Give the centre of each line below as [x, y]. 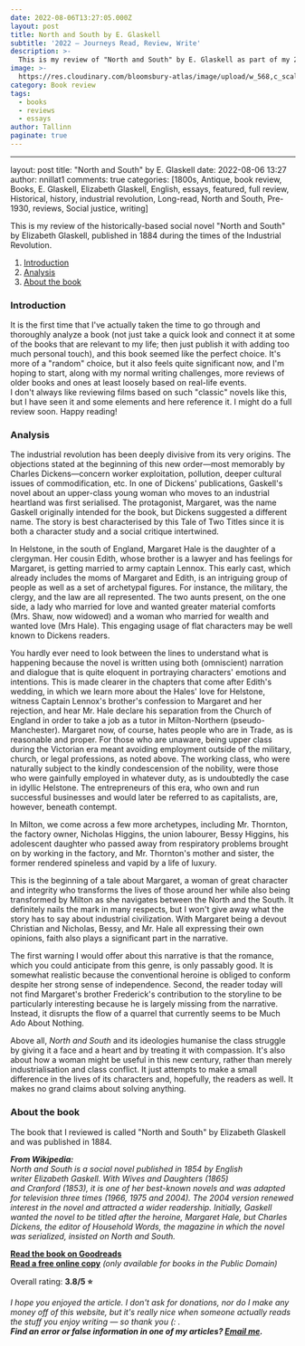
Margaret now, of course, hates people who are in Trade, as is [177, 730]
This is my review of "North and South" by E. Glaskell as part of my [154, 60]
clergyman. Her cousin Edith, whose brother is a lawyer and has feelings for [152, 558]
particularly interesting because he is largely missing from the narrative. [144, 1004]
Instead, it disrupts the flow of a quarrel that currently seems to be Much [146, 1014]
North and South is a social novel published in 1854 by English [127, 1169]
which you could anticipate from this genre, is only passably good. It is [142, 966]
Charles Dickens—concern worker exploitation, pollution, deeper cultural [146, 474]
